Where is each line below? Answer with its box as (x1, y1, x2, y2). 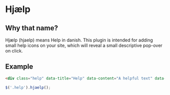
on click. (5, 48, 23, 54)
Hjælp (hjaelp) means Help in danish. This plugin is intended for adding (5, 37, 153, 43)
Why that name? (5, 24, 58, 32)
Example (5, 62, 33, 71)
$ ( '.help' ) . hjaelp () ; (5, 85, 51, 90)
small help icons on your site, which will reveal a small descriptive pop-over (5, 42, 163, 49)
